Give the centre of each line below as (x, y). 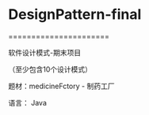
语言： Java (28, 102)
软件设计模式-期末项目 (45, 52)
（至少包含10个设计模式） (50, 69)
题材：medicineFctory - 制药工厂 (61, 86)
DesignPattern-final (75, 15)
